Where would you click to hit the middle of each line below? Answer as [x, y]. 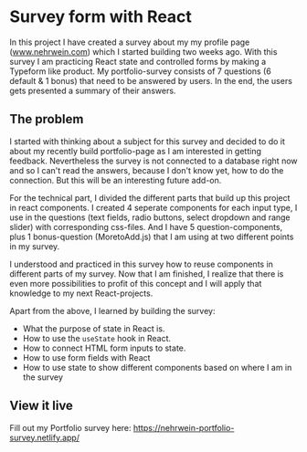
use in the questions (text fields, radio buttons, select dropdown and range [150, 217]
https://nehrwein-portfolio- [184, 427]
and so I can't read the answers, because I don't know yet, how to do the [147, 170]
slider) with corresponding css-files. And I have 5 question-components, [146, 226]
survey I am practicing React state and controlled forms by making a [138, 61]
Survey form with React [101, 17]
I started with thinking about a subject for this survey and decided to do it [148, 141]
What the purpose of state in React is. [94, 328]
